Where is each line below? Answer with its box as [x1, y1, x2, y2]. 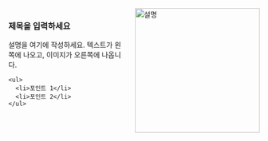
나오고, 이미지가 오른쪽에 [22, 50, 100, 60]
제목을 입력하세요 [8, 20, 71, 31]
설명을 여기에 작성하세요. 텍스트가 [8, 40, 113, 50]
